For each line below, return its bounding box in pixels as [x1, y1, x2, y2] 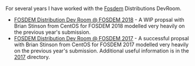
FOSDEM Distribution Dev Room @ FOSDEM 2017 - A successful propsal [13, 35, 189, 41]
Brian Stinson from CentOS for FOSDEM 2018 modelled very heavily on [13, 23, 185, 29]
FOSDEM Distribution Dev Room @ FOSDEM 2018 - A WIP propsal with [13, 16, 184, 23]
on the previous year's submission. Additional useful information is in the [13, 47, 189, 54]
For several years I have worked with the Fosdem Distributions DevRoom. [5, 5, 182, 12]
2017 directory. [13, 54, 50, 60]
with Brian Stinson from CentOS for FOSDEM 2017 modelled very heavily [13, 41, 189, 48]
